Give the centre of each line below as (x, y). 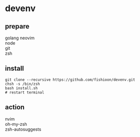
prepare (17, 26)
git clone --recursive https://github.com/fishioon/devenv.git (70, 80)
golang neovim (20, 38)
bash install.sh (21, 88)
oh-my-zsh (16, 124)
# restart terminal (25, 92)
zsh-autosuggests (23, 129)
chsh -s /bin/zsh (23, 84)
